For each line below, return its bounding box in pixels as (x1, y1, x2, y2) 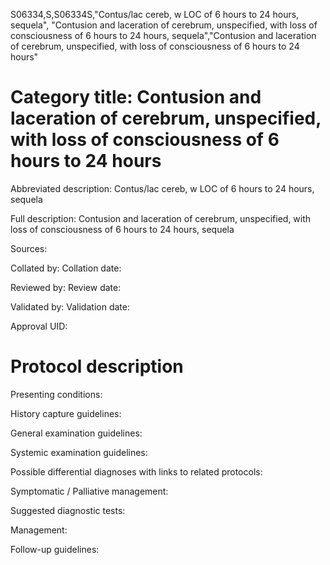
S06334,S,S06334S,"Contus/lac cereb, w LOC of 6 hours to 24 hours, (10, 9, 300, 20)
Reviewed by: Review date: (10, 281, 122, 293)
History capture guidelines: (10, 407, 122, 419)
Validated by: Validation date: (10, 300, 130, 313)
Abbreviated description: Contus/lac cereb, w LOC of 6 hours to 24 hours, (10, 182, 315, 194)
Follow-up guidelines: (10, 543, 100, 555)
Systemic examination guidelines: (10, 446, 148, 458)
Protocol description (10, 355, 184, 378)
